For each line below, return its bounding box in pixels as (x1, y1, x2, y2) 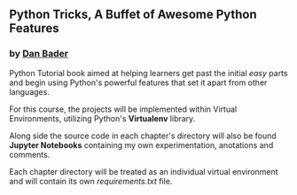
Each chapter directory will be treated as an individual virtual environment (9, 166, 278, 176)
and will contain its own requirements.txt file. (9, 175, 173, 186)
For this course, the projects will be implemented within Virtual (9, 104, 238, 114)
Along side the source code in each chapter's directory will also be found (9, 130, 277, 141)
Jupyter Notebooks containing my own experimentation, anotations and (9, 139, 274, 150)
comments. (9, 149, 51, 160)
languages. (9, 86, 51, 97)
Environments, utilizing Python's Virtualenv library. (9, 113, 196, 123)
